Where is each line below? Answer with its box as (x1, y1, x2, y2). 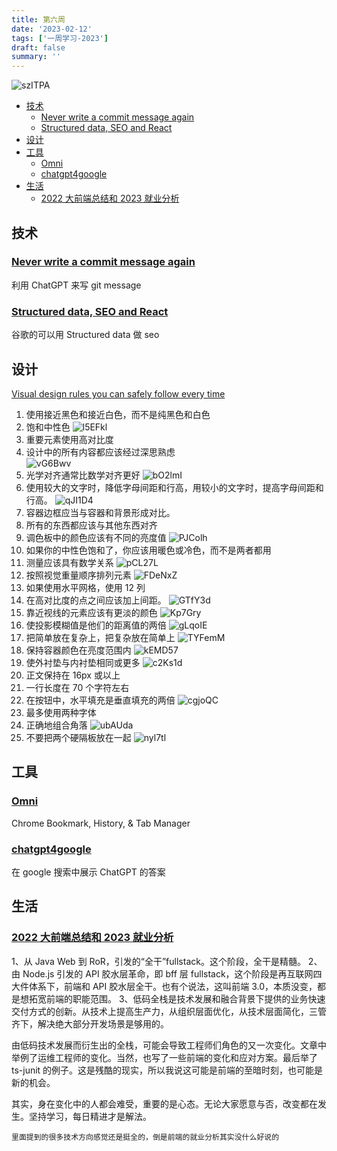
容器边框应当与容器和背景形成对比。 (25, 506, 176, 518)
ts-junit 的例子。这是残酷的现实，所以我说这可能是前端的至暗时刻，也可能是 (11, 1064, 324, 1076)
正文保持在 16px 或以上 (25, 669, 121, 681)
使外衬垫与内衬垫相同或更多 (25, 656, 141, 668)
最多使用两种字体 (25, 706, 97, 718)
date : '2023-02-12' (11, 24, 93, 34)
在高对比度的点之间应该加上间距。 (25, 594, 167, 606)
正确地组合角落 (25, 719, 88, 731)
